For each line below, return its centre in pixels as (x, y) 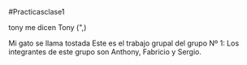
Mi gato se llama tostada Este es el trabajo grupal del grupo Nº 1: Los (124, 43)
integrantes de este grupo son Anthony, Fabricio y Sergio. (105, 52)
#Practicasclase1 (37, 12)
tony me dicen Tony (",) (48, 27)
